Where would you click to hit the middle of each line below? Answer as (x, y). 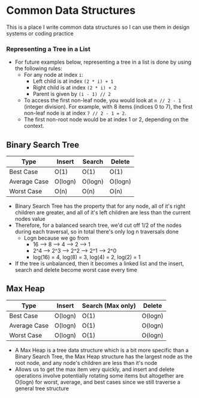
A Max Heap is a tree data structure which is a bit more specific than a (102, 350)
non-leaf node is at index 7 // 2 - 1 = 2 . (75, 113)
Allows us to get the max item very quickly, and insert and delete (95, 369)
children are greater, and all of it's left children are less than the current (102, 213)
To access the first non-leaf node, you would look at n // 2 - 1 (102, 100)
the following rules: (39, 68)
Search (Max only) (109, 306)
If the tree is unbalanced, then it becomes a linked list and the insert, (99, 264)
